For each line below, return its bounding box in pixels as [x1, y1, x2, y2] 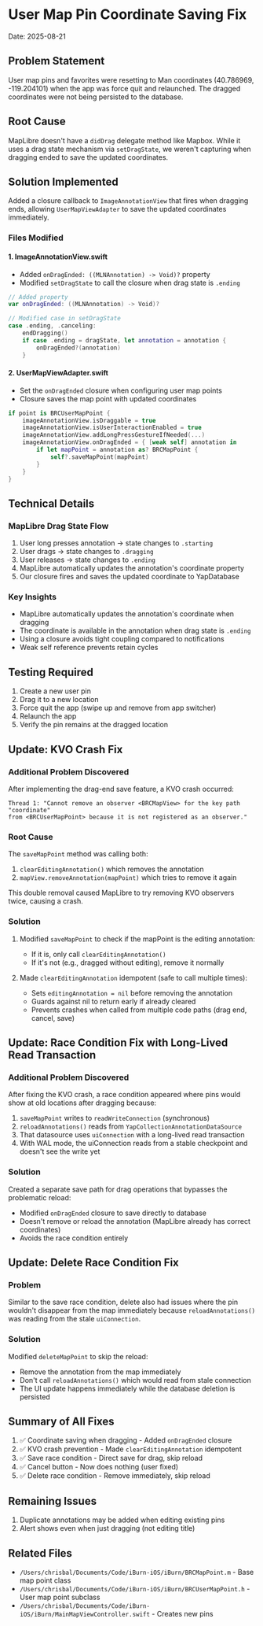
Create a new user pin [19, 686, 92, 696]
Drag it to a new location [19, 695, 100, 704]
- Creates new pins [152, 1609, 214, 1618]
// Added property [8, 293, 68, 301]
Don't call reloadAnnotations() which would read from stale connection [19, 1375, 251, 1384]
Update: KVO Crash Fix [8, 742, 123, 756]
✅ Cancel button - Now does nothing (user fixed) [19, 1462, 179, 1472]
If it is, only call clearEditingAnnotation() [31, 949, 166, 959]
